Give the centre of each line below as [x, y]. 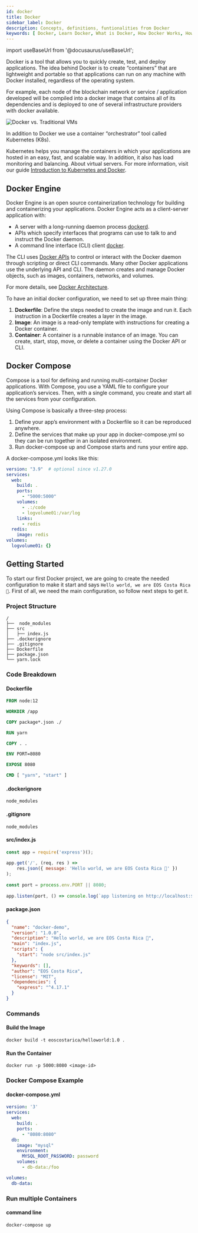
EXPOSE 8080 [21, 765]
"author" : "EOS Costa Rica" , [47, 971]
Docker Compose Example [45, 1080]
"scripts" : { [27, 950]
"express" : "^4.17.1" [43, 988]
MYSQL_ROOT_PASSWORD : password [60, 1156]
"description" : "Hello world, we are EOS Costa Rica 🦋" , [83, 938]
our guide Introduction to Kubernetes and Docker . [66, 170]
